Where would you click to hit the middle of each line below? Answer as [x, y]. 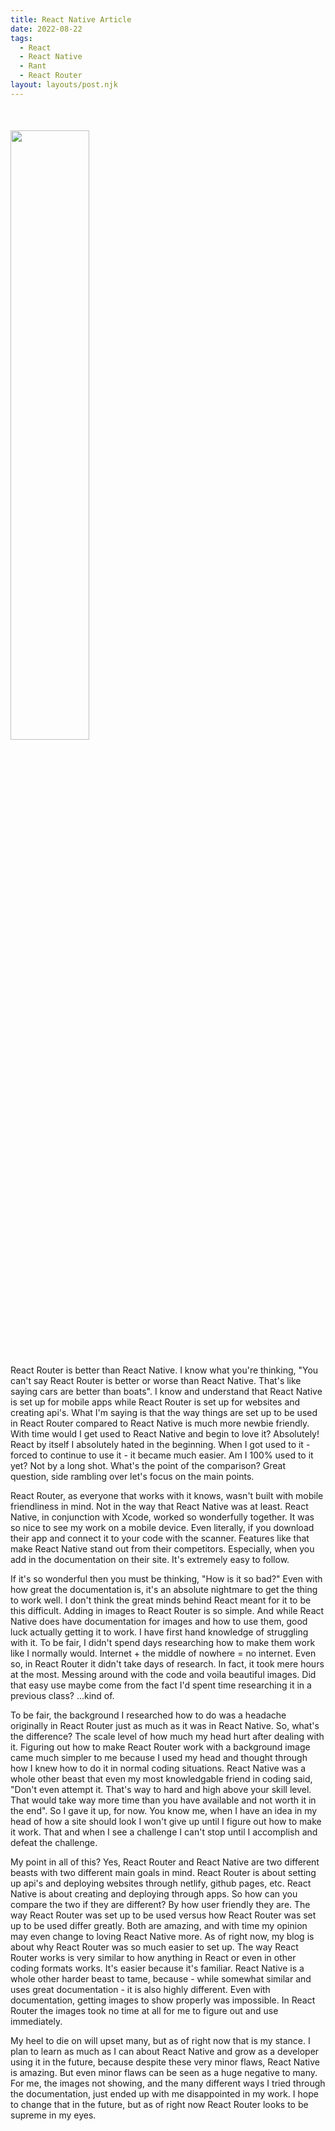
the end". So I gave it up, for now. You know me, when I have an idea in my [164, 1811]
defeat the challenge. [54, 1843]
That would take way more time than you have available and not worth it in [163, 1800]
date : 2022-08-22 [46, 29]
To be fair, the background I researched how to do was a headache [148, 1715]
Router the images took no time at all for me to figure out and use [144, 2011]
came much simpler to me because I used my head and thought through [159, 1758]
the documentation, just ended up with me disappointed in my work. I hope [164, 2094]
